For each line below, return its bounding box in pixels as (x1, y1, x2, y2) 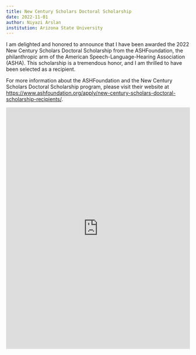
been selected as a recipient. (6, 66, 76, 73)
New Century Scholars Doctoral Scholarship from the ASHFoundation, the (6, 47, 184, 54)
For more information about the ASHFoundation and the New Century (6, 77, 173, 84)
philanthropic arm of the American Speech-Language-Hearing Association (6, 53, 185, 60)
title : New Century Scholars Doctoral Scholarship (6, 8, 132, 15)
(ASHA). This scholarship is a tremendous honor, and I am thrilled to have (6, 60, 183, 67)
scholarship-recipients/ (6, 96, 62, 103)
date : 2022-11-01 (6, 14, 48, 20)
